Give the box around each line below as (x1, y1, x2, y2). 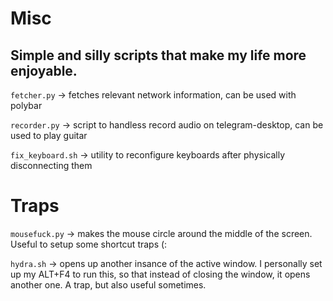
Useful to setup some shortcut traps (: (10, 238, 168, 250)
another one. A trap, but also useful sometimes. (10, 278, 207, 291)
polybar (10, 100, 43, 111)
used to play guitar (10, 130, 88, 141)
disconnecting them (10, 160, 93, 171)
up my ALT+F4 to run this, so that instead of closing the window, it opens (10, 268, 311, 280)
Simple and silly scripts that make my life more (10, 47, 307, 64)
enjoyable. (10, 62, 78, 79)
